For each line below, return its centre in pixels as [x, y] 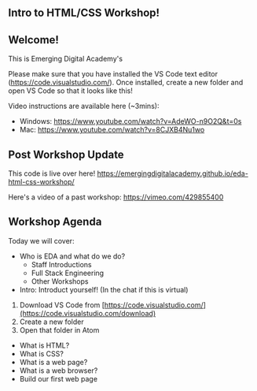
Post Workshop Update [66, 154]
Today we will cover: [41, 240]
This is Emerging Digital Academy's [66, 59]
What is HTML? [44, 345]
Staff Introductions [61, 264]
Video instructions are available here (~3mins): [84, 106]
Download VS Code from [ [62, 305]
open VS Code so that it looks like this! [71, 91]
